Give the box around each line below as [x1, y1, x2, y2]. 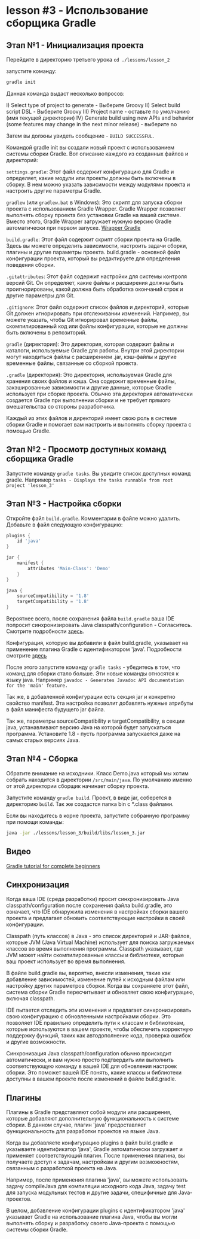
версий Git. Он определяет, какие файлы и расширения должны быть [6, 279, 184, 286]
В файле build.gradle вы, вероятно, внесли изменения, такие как [6, 970, 171, 977]
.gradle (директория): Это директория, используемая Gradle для [6, 371, 172, 378]
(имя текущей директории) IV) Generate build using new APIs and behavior [6, 114, 194, 121]
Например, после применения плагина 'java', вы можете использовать [6, 1176, 188, 1183]
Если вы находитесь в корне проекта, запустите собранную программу [6, 812, 190, 819]
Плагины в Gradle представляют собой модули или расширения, [6, 1109, 172, 1116]
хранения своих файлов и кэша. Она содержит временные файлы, [6, 378, 176, 385]
